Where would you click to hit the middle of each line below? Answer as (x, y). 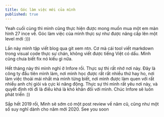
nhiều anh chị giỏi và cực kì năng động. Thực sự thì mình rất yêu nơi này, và (82, 84)
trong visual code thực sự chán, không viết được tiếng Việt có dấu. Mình (78, 53)
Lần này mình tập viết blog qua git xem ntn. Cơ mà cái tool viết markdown (79, 48)
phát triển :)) (18, 94)
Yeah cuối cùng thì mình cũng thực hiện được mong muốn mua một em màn (82, 28)
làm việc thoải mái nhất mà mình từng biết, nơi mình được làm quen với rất (80, 79)
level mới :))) (18, 39)
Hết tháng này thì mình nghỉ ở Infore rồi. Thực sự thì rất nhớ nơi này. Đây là (80, 68)
